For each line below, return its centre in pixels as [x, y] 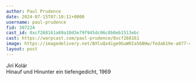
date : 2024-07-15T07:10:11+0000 [45, 17]
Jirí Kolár [17, 65]
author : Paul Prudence [34, 11]
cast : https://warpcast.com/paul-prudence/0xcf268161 [73, 38]
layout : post [22, 49]
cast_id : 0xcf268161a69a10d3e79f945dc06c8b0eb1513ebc [73, 33]
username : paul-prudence [36, 22]
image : [14, 44]
